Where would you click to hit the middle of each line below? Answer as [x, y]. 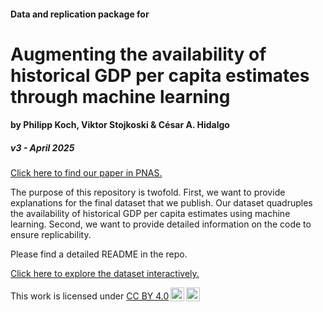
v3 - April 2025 [42, 147]
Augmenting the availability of [138, 54]
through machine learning [120, 96]
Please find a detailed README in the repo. [99, 254]
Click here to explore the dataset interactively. [105, 274]
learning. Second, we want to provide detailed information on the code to [161, 224]
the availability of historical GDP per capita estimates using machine [150, 214]
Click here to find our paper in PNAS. [86, 173]
